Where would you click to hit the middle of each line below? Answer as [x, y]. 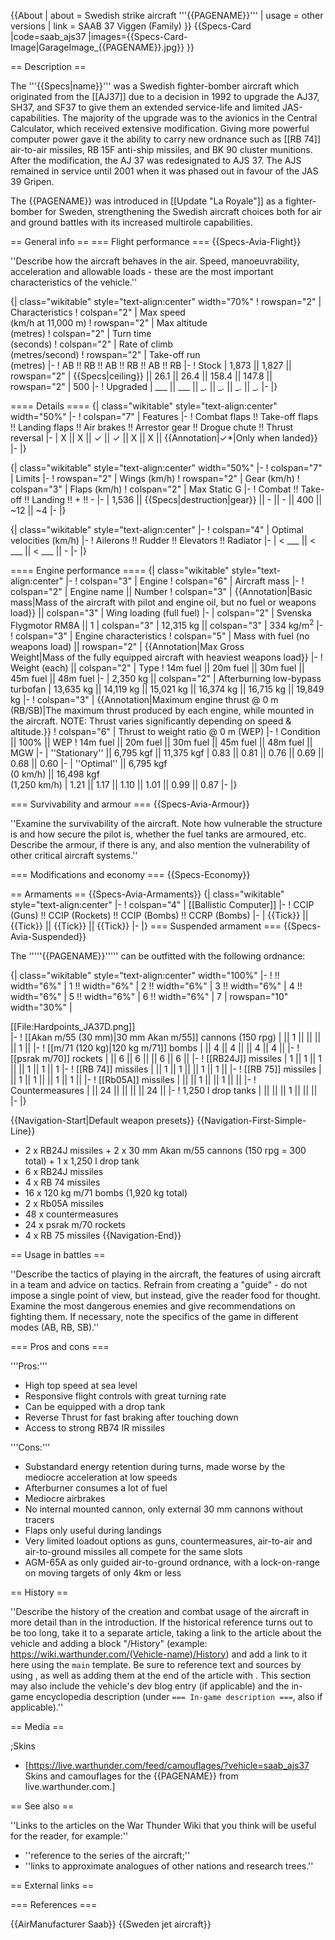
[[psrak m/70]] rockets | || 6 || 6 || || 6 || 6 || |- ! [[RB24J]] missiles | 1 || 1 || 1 [166, 1058]
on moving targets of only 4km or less [103, 1572]
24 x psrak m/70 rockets [75, 1224]
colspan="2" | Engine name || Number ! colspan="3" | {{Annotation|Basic [161, 591]
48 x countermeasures [71, 1214]
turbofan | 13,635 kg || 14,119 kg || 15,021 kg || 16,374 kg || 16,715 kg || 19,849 [167, 689]
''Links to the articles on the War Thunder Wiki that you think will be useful [163, 1825]
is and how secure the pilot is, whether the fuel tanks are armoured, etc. [158, 834]
